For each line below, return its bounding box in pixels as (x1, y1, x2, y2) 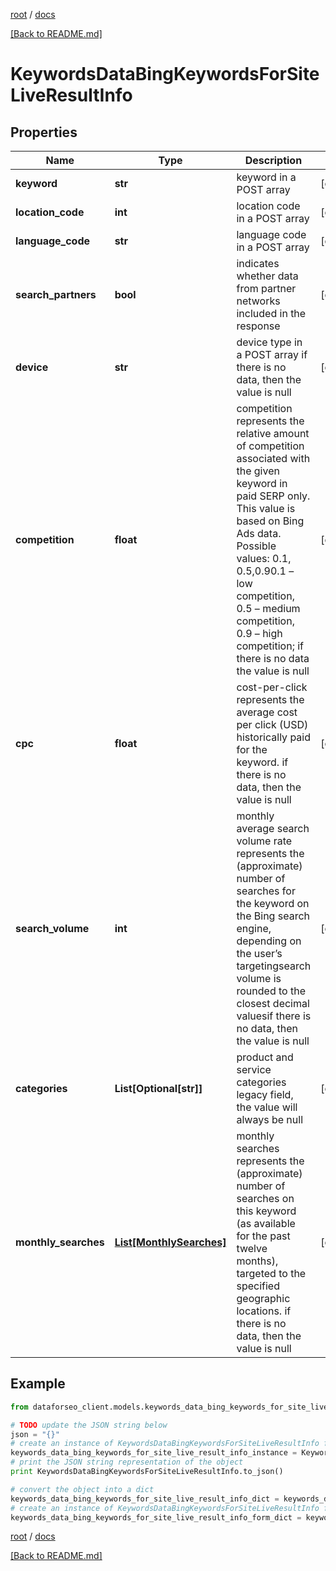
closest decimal (236, 997, 310, 1010)
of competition (236, 439, 305, 453)
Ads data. (236, 527, 282, 540)
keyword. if (236, 755, 289, 769)
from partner (236, 282, 297, 295)
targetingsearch (236, 959, 312, 973)
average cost (236, 705, 298, 719)
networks (236, 294, 281, 308)
